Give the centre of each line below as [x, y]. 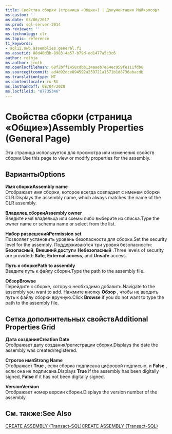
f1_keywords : [19, 44]
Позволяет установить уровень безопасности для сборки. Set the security [86, 239]
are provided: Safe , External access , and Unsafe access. [66, 256]
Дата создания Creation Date [37, 339]
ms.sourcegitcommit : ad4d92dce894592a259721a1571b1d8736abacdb [74, 72]
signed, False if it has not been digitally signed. [55, 377]
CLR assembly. [21, 203]
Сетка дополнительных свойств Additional [77, 319]
